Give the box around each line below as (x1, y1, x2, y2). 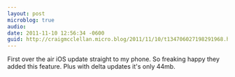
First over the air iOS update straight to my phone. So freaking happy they (7, 55, 220, 63)
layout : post (7, 10, 45, 17)
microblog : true (7, 17, 55, 24)
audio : (7, 23, 27, 30)
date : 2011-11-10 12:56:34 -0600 (7, 29, 105, 37)
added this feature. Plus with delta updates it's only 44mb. (7, 62, 176, 71)
